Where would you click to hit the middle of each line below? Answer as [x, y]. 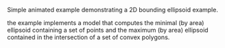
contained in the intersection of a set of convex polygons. [88, 37]
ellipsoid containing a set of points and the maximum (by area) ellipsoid [108, 30]
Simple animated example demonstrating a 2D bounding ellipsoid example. [113, 10]
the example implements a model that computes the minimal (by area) [106, 23]
